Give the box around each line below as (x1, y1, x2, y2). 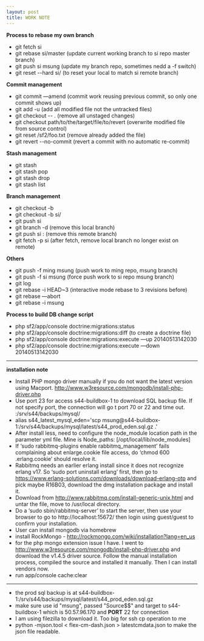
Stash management (6, 150, 57, 157)
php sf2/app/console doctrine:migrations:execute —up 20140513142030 (15, 335, 197, 342)
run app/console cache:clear (15, 571, 87, 578)
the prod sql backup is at (15, 589, 78, 596)
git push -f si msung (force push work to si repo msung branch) (15, 273, 175, 280)
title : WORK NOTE (6, 15, 50, 21)
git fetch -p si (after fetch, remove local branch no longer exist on (15, 237, 179, 244)
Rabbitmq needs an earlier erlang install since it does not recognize (15, 462, 184, 469)
